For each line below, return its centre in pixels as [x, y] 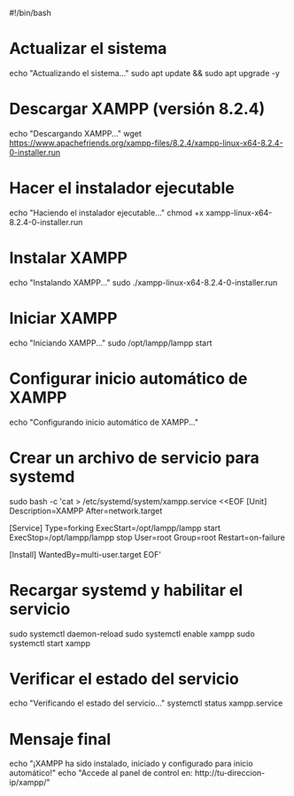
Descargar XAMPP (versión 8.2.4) [137, 109]
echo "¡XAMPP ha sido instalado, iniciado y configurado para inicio [132, 764]
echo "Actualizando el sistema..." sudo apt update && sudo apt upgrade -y [145, 73]
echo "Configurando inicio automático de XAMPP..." [104, 422]
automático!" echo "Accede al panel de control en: [101, 773]
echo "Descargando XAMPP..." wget [75, 133]
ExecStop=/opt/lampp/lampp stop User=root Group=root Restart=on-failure [147, 537]
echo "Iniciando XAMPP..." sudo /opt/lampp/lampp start [111, 343]
